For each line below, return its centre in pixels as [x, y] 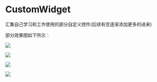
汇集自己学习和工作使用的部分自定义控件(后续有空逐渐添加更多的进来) [79, 24]
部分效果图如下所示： [28, 35]
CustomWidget [38, 9]
